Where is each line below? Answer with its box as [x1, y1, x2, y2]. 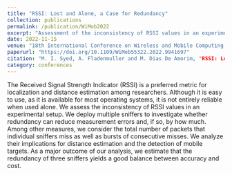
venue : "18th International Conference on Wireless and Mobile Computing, [7, 42, 227, 49]
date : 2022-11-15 [7, 36, 57, 43]
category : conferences [7, 62, 72, 68]
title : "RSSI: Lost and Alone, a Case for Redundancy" [7, 10, 168, 17]
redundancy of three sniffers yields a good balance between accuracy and [7, 154, 220, 163]
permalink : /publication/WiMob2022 [7, 23, 110, 30]
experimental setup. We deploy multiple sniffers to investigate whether [7, 110, 209, 118]
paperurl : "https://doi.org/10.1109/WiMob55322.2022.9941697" [7, 49, 190, 56]
